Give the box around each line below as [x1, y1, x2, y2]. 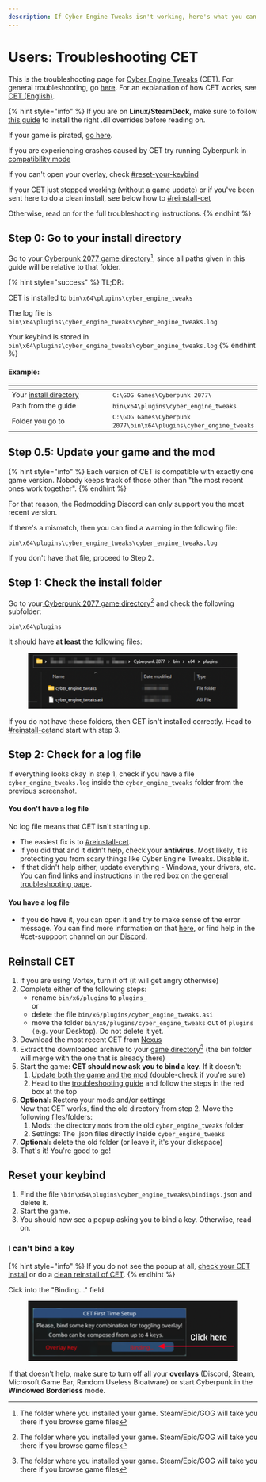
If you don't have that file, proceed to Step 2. [8, 553, 154, 562]
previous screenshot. [8, 786, 78, 795]
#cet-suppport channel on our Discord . [19, 932, 148, 941]
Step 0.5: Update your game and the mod [8, 446, 215, 459]
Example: [8, 367, 40, 377]
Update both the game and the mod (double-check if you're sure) [31, 1070, 245, 1079]
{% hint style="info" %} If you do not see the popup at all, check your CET [8, 1261, 251, 1270]
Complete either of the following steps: [19, 984, 147, 994]
